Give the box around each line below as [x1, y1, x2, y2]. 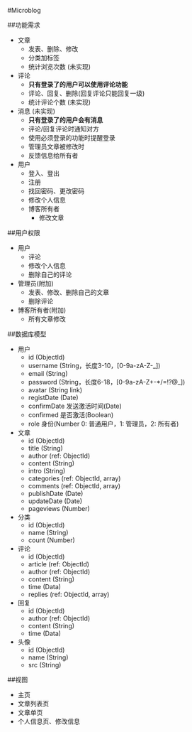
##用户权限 [7, 229, 40, 237]
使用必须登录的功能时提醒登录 [28, 134, 115, 141]
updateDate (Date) [28, 497, 83, 505]
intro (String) [28, 467, 66, 475]
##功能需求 [7, 21, 40, 29]
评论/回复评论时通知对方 [28, 124, 99, 133]
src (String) [28, 661, 62, 669]
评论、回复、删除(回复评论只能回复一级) [28, 89, 145, 97]
